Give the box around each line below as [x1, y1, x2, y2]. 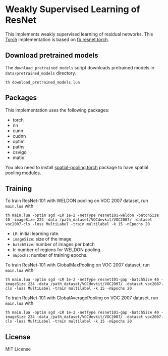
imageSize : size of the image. [12, 236, 73, 242]
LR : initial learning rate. [12, 230, 60, 236]
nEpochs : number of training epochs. [12, 252, 88, 258]
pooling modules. [5, 170, 41, 176]
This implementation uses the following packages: [5, 107, 109, 113]
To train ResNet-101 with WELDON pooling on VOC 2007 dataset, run [5, 197, 148, 204]
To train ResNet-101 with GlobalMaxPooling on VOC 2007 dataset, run [5, 262, 150, 268]
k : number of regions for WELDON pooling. [12, 247, 102, 253]
